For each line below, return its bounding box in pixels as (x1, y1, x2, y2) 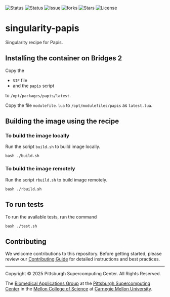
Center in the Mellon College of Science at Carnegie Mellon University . (5, 286, 153, 292)
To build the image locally (5, 132, 70, 139)
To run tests (5, 200, 44, 209)
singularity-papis (5, 23, 79, 34)
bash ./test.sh (5, 224, 37, 229)
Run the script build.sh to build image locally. (5, 143, 100, 150)
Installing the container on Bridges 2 (5, 54, 122, 63)
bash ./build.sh (5, 154, 39, 159)
